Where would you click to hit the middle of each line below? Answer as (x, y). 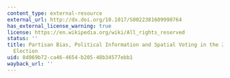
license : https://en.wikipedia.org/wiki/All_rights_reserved (96, 32)
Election (26, 52)
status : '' (23, 39)
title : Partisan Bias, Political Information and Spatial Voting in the (113, 45)
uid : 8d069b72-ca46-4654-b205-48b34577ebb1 (70, 58)
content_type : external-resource (55, 13)
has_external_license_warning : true (59, 26)
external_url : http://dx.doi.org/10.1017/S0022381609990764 (95, 20)
